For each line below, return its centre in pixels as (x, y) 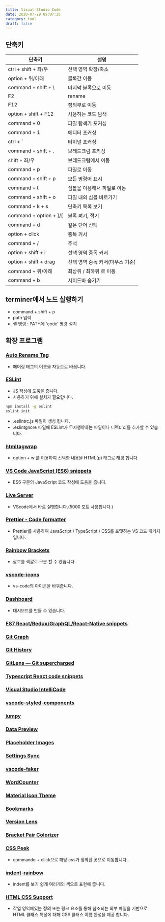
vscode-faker (22, 769)
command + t (23, 188)
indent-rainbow (25, 873)
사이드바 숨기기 (84, 280)
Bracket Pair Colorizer (32, 835)
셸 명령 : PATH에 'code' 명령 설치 (45, 324)
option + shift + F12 (31, 114)
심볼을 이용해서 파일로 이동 (97, 188)
